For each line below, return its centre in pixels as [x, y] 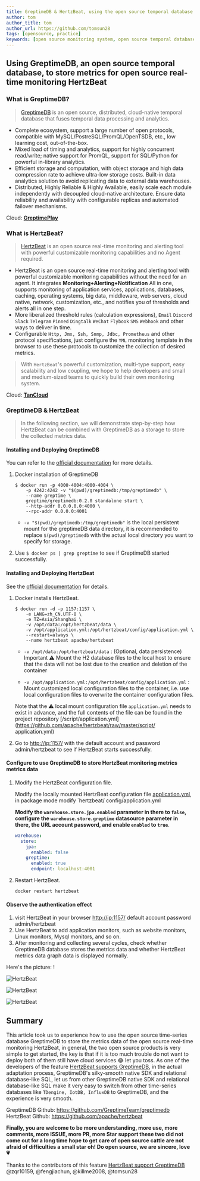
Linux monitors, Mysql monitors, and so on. [68, 936]
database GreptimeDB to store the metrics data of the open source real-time [100, 1041]
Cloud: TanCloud [27, 395]
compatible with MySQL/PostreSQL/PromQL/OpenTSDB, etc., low [95, 136]
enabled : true [48, 863]
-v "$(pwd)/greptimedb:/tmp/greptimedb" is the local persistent [101, 523]
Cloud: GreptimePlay [32, 218]
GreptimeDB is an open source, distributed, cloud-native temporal [101, 112]
